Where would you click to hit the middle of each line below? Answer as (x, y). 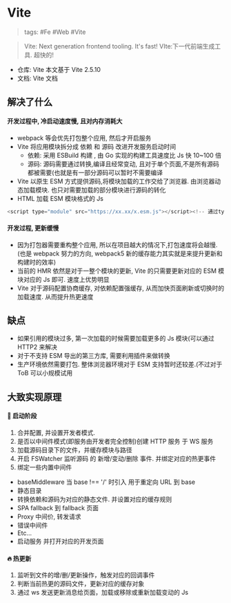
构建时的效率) (37, 262)
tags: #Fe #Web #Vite (55, 32)
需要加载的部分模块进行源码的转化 (117, 190)
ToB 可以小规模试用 (45, 373)
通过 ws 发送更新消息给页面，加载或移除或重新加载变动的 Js (102, 593)
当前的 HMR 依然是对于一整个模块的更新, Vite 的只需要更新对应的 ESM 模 (121, 271)
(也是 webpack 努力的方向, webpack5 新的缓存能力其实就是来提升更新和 (120, 253)
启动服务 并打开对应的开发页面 (60, 541)
